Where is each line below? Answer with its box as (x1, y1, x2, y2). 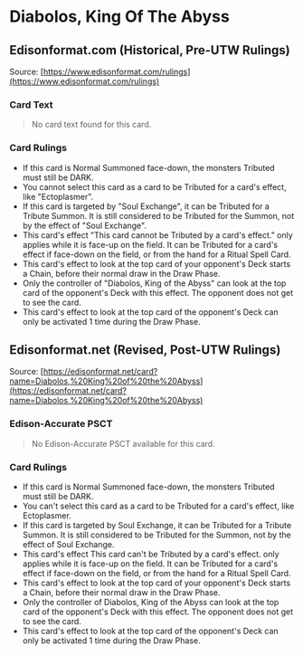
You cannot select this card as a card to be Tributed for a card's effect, (22, 181, 287, 192)
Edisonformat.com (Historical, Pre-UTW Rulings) (9, 43, 291, 58)
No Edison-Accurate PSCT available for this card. (31, 438, 215, 449)
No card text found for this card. (31, 119, 152, 130)
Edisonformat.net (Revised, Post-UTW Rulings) (9, 342, 281, 357)
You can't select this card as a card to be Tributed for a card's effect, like (22, 500, 295, 511)
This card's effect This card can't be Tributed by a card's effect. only (22, 549, 279, 559)
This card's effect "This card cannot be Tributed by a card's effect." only (22, 229, 294, 241)
